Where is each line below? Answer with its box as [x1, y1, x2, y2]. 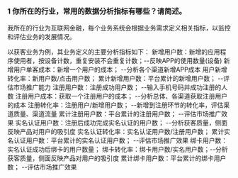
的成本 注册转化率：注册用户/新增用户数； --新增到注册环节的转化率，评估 [7, 101, 224, 109]
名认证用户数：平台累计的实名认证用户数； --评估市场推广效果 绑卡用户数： [7, 136, 228, 145]
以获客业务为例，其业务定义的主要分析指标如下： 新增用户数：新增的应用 [7, 48, 220, 56]
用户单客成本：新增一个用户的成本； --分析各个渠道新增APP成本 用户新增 [13, 65, 228, 74]
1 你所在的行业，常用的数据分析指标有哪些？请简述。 [7, 6, 186, 16]
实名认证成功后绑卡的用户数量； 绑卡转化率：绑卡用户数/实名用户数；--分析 [7, 145, 228, 154]
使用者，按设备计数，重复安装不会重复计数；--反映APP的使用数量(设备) [13, 57, 222, 65]
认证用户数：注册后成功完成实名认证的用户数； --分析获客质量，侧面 [27, 118, 228, 127]
